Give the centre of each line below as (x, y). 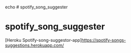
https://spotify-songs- (104, 40)
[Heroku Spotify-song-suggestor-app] (43, 40)
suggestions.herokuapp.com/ (35, 45)
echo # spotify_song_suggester (37, 7)
